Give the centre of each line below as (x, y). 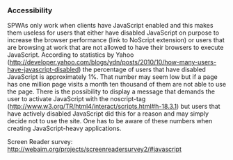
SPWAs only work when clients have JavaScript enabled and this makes (110, 26)
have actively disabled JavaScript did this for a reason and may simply (108, 114)
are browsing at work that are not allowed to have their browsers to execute (115, 48)
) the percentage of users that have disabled (143, 70)
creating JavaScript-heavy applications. (64, 128)
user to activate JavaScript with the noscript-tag (77, 99)
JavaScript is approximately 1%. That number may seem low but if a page (112, 77)
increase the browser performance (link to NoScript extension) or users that (116, 40)
